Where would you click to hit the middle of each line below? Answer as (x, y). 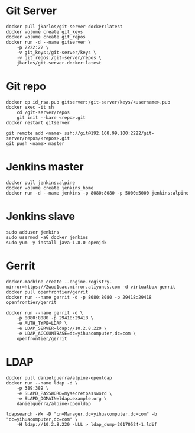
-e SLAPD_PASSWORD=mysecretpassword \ (64, 393)
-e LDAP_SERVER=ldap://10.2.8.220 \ (62, 328)
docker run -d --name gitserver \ (49, 42)
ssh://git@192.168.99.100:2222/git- (109, 133)
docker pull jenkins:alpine (41, 182)
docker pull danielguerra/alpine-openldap (59, 378)
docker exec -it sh (30, 107)
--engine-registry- (88, 282)
